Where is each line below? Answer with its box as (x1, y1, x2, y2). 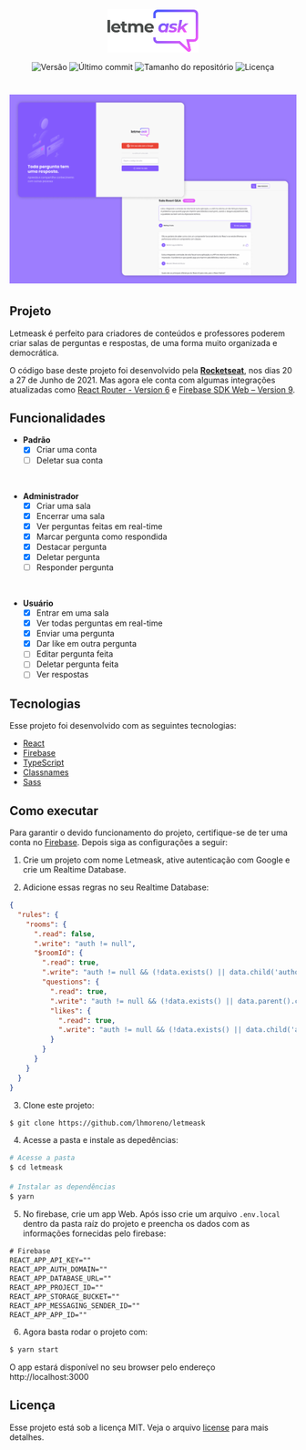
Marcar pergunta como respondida (36, 531, 168, 542)
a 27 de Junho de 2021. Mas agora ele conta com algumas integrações (9, 374, 276, 385)
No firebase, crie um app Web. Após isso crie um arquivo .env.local (22, 1208, 280, 1220)
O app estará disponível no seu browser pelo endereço (9, 1362, 216, 1373)
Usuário (22, 597, 54, 609)
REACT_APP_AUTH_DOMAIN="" (9, 1264, 107, 1274)
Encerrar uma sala (36, 510, 106, 521)
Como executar (9, 802, 98, 819)
